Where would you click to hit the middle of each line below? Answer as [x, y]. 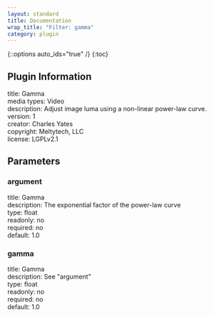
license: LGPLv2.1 [33, 139]
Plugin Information [50, 77]
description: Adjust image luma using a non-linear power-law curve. [107, 109]
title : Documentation [40, 21]
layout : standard [33, 14]
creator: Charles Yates [40, 124]
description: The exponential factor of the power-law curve [94, 204]
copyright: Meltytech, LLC [46, 132]
